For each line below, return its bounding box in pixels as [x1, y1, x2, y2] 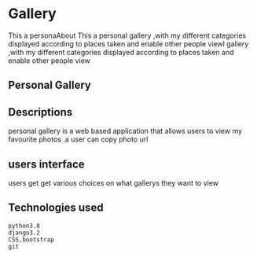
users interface [8, 157, 85, 171]
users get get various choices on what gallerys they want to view [8, 178, 218, 187]
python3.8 [8, 222, 41, 230]
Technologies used [8, 201, 104, 215]
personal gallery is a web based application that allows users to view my [8, 127, 242, 136]
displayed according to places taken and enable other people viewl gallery [8, 39, 249, 48]
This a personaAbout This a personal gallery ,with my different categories [8, 31, 246, 40]
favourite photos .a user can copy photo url [8, 135, 149, 144]
